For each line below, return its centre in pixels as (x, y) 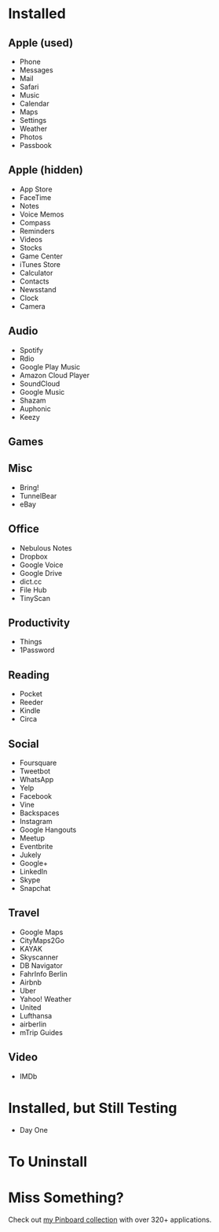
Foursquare (38, 763)
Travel (24, 913)
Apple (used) (41, 43)
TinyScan (35, 598)
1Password (37, 650)
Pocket (31, 694)
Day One (34, 1130)
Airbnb (30, 982)
